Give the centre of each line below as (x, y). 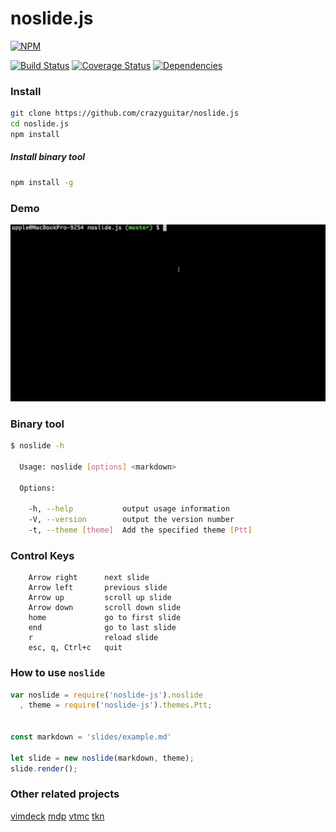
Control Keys (42, 555)
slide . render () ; (44, 768)
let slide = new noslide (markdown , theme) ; (102, 758)
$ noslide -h (37, 446)
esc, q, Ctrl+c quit (75, 648)
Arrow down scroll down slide (105, 608)
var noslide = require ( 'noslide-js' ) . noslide (106, 695)
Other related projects (65, 794)
